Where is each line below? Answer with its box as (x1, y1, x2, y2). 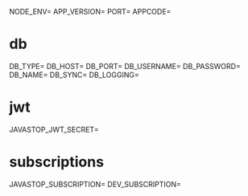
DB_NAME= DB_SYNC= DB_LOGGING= (9, 70, 139, 80)
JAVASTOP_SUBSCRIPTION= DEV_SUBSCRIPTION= (9, 179, 182, 189)
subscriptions (9, 153, 104, 171)
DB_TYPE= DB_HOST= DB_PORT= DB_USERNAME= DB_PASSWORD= (9, 61, 241, 71)
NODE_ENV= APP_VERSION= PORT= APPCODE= (9, 7, 172, 16)
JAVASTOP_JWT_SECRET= (9, 125, 99, 134)
